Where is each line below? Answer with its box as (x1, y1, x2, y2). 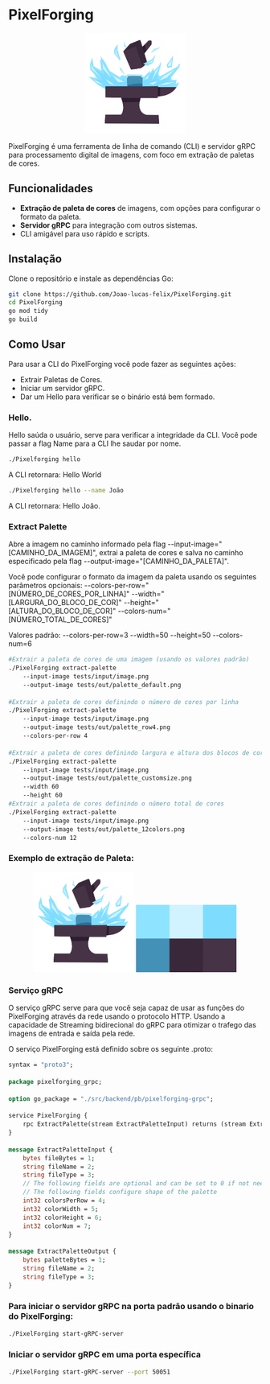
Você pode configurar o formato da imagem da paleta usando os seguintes (8, 572, 257, 582)
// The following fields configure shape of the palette (22, 1188, 218, 1197)
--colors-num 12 (22, 834, 78, 842)
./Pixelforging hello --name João (8, 487, 125, 495)
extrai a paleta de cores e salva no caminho (99, 548, 243, 558)
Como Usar (8, 338, 66, 352)
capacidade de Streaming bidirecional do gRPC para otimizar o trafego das (8, 1020, 257, 1030)
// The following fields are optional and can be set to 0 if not (22, 1180, 250, 1188)
